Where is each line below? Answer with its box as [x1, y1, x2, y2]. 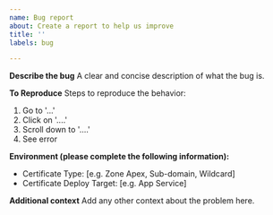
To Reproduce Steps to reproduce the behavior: [9, 88, 186, 99]
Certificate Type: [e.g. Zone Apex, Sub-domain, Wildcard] [21, 168, 235, 179]
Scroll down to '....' [21, 125, 91, 135]
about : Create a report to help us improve [9, 21, 175, 30]
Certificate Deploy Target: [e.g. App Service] [21, 178, 187, 189]
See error [21, 133, 58, 144]
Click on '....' [21, 115, 68, 125]
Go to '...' [21, 105, 55, 116]
